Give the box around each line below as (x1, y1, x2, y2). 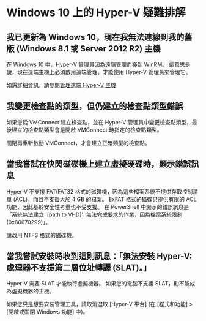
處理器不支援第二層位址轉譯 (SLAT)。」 (6, 263, 152, 273)
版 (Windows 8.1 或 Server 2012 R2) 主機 (6, 43, 161, 54)
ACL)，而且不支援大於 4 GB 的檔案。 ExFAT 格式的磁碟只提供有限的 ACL (15, 195, 197, 203)
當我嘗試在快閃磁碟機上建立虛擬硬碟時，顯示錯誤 (6, 159, 191, 169)
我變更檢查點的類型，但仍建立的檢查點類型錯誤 (6, 101, 183, 111)
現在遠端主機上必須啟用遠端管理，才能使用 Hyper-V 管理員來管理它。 (17, 69, 191, 75)
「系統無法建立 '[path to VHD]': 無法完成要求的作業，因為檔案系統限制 (6, 211, 183, 218)
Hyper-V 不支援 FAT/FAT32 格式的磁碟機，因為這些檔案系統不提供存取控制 (6, 187, 193, 195)
